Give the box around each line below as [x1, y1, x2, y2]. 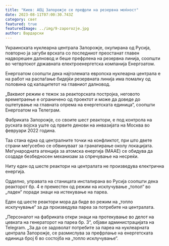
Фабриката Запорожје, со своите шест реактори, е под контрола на [5, 117, 152, 122]
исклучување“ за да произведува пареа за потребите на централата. [5, 204, 155, 210]
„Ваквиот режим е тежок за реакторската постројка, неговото [5, 91, 140, 97]
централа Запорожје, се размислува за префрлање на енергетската [5, 230, 153, 236]
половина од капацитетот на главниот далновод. [5, 81, 111, 87]
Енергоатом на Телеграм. [5, 107, 61, 113]
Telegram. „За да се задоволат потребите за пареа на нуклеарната [5, 225, 150, 230]
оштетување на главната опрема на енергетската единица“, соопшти [5, 102, 155, 107]
